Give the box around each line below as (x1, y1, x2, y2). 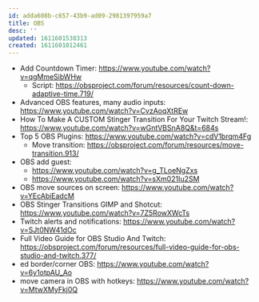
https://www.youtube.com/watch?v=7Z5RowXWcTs (19, 208, 190, 218)
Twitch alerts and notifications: (19, 217, 122, 227)
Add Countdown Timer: (19, 63, 98, 73)
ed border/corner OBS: (19, 260, 96, 269)
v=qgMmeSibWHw (19, 72, 82, 82)
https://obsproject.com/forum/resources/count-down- (55, 81, 234, 91)
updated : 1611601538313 (8, 34, 88, 42)
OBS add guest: (19, 157, 72, 167)
